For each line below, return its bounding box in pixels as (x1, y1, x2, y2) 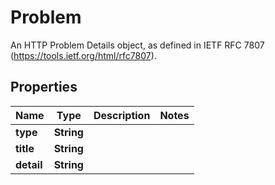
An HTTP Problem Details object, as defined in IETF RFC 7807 (10, 39, 265, 51)
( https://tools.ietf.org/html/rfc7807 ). (10, 49, 157, 61)
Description (93, 108, 151, 122)
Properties (10, 79, 78, 96)
